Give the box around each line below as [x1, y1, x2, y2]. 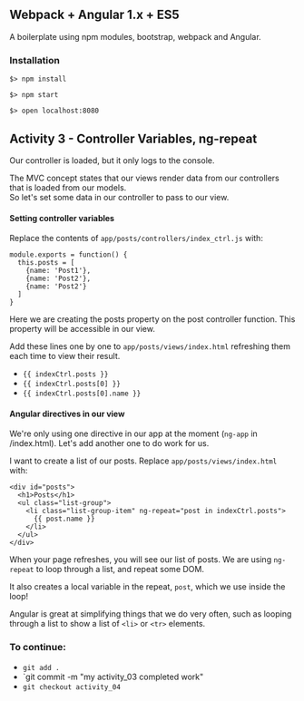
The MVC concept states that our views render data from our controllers [9, 172, 279, 183]
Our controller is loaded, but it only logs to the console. [9, 154, 215, 166]
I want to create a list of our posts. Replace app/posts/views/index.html [9, 455, 278, 466]
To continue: [9, 641, 66, 654]
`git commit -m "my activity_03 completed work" [22, 671, 204, 682]
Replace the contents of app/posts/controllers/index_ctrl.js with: [9, 233, 263, 244]
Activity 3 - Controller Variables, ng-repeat [9, 131, 258, 146]
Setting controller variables [9, 212, 115, 223]
